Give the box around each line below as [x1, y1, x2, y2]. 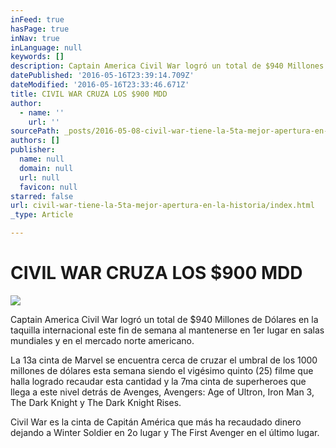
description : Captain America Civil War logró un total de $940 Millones [10, 61, 325, 71]
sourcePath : [10, 126, 60, 136]
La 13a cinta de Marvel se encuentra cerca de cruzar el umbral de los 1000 [10, 354, 318, 366]
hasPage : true [10, 24, 70, 34]
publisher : [10, 145, 56, 155]
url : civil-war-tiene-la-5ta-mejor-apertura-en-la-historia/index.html [10, 201, 315, 211]
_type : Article [10, 210, 74, 220]
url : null [19, 172, 60, 183]
